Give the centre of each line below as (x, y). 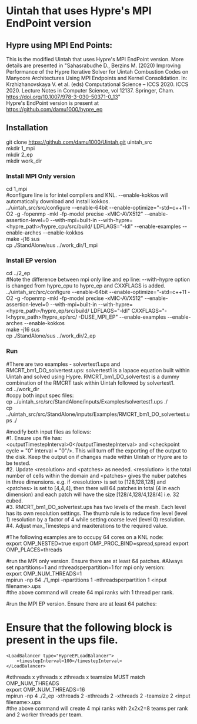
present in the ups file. (62, 640)
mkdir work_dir (24, 161)
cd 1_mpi (17, 189)
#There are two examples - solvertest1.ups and (63, 364)
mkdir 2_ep (20, 154)
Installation (27, 128)
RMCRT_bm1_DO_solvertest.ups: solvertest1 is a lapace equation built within (98, 370)
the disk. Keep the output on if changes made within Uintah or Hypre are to (97, 457)
